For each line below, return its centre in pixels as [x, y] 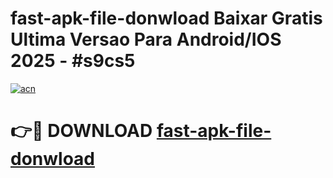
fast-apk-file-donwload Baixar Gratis [166, 18]
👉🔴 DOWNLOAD [81, 131]
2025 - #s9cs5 [73, 61]
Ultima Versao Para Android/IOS [146, 39]
